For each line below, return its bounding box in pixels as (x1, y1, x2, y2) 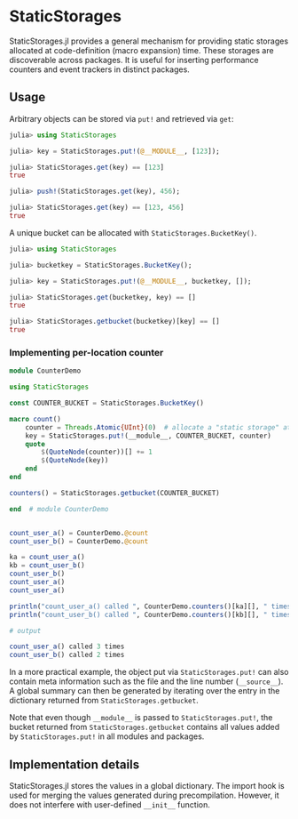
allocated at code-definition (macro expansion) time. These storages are (9, 44, 274, 55)
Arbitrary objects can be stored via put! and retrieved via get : (9, 113, 234, 124)
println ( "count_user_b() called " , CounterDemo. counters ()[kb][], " (9, 610, 268, 619)
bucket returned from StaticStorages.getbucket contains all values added (9, 722, 280, 733)
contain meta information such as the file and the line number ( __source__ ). (9, 676, 284, 687)
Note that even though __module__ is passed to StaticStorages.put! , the (9, 712, 273, 723)
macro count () (9, 414, 62, 423)
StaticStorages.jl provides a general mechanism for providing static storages (9, 36, 289, 46)
